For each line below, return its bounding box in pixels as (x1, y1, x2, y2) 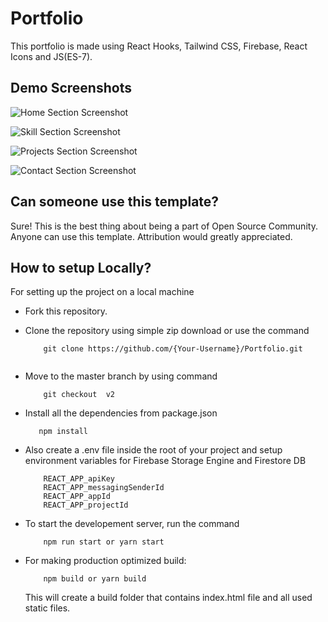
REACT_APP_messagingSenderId (43, 483, 165, 493)
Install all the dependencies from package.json (24, 407, 218, 419)
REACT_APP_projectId (43, 500, 129, 511)
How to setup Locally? (10, 259, 152, 276)
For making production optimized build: (24, 555, 187, 567)
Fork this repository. (24, 305, 108, 317)
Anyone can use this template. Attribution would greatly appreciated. (10, 230, 293, 242)
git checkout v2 (43, 390, 115, 400)
